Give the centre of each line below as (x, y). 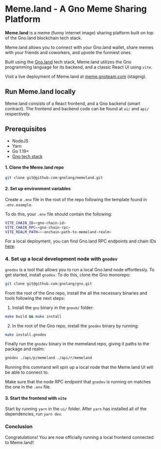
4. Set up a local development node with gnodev (61, 259)
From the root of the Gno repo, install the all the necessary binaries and (76, 293)
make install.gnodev (26, 335)
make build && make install (33, 316)
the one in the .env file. (28, 387)
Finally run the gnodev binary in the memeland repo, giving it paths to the (77, 344)
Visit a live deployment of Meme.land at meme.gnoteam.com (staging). (76, 76)
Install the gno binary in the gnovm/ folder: (53, 308)
